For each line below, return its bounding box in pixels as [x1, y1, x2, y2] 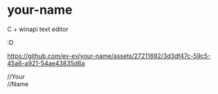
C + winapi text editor [7, 25, 69, 33]
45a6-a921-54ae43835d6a [7, 59, 85, 67]
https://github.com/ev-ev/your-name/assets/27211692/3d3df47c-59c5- [7, 51, 211, 60]
